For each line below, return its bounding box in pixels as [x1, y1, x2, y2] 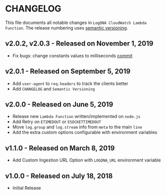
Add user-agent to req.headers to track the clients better [12, 80, 129, 86]
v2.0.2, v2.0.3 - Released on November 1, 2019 [5, 39, 154, 48]
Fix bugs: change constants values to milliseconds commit [12, 52, 133, 58]
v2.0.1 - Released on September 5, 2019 [5, 67, 131, 75]
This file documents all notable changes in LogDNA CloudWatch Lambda [5, 19, 147, 25]
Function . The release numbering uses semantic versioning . [5, 24, 128, 30]
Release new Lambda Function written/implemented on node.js [12, 113, 141, 119]
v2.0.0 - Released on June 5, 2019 [5, 100, 114, 108]
